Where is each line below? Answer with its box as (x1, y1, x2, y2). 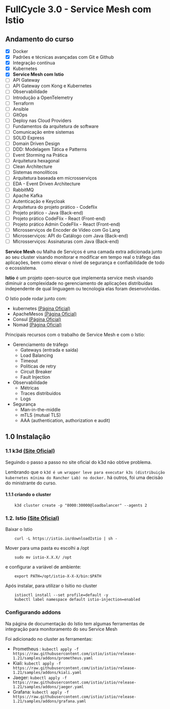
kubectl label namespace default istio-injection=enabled (14, 597, 140, 602)
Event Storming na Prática (12, 152, 68, 158)
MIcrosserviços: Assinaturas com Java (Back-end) (12, 238, 119, 245)
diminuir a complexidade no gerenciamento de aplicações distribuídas (5, 280, 153, 286)
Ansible (12, 106, 29, 112)
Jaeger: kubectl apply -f (12, 674, 67, 680)
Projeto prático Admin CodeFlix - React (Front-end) (12, 221, 120, 227)
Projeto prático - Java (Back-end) (12, 209, 83, 215)
